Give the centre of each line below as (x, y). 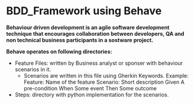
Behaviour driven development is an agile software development (88, 27)
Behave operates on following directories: (59, 51)
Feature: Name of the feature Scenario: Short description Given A (104, 82)
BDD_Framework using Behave (84, 11)
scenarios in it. (33, 69)
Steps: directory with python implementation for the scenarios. (92, 94)
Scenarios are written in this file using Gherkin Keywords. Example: (106, 75)
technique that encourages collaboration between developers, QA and (95, 33)
